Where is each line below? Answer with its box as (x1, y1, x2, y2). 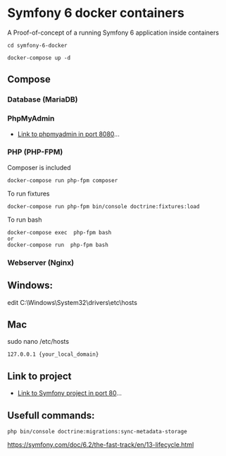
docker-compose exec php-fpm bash (7, 229, 112, 236)
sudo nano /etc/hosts (7, 337, 69, 346)
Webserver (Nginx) (7, 258, 75, 268)
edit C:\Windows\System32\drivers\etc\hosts (7, 298, 137, 306)
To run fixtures (7, 189, 50, 198)
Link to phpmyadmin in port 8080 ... (17, 129, 120, 138)
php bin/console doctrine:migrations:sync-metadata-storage (7, 428, 188, 436)
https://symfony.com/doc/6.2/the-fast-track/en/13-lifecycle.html (7, 440, 194, 449)
